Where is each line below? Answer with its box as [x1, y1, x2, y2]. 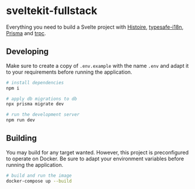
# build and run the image [6, 173, 72, 178]
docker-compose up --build [6, 178, 72, 184]
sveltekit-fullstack [6, 4, 98, 18]
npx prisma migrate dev [6, 101, 64, 107]
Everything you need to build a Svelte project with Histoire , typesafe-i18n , [6, 23, 184, 30]
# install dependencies [6, 80, 64, 85]
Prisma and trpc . [6, 29, 46, 36]
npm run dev [6, 117, 35, 123]
